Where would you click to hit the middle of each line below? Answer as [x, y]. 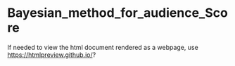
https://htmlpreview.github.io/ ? [52, 55]
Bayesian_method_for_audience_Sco [118, 13]
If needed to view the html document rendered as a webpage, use [103, 47]
